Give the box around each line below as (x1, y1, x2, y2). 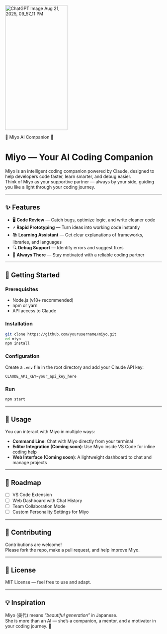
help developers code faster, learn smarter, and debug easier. (5, 173, 132, 179)
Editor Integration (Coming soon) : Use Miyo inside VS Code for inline (12, 443, 156, 449)
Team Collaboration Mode (12, 503, 66, 509)
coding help (12, 449, 37, 455)
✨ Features (5, 203, 40, 212)
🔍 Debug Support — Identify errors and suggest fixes (12, 244, 124, 250)
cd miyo (5, 336, 21, 341)
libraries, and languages (12, 239, 62, 245)
